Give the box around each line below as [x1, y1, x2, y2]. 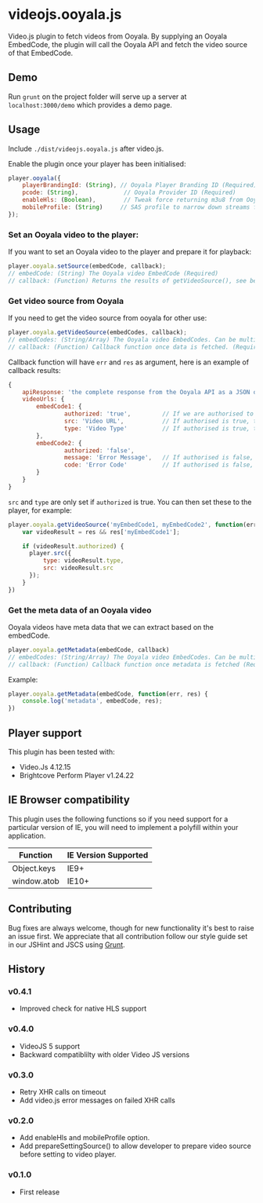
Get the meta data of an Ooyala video [8, 605, 152, 616]
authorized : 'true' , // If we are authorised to [63, 410, 254, 418]
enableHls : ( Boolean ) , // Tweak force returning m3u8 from [22, 196, 243, 204]
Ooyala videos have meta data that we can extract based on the [8, 622, 214, 631]
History [8, 963, 45, 976]
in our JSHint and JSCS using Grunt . [8, 940, 125, 949]
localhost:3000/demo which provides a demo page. [8, 100, 172, 109]
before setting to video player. [19, 1150, 117, 1159]
